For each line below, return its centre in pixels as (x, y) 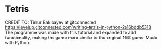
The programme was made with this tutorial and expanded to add (71, 32)
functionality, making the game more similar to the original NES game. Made (81, 37)
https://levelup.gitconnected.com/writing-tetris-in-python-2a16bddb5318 (78, 27)
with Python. (18, 42)
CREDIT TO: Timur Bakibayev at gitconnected (51, 22)
